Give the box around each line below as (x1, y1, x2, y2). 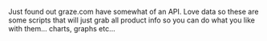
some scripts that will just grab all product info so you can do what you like (8, 15, 255, 25)
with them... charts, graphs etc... (8, 24, 115, 33)
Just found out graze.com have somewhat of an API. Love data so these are (8, 7, 259, 16)
